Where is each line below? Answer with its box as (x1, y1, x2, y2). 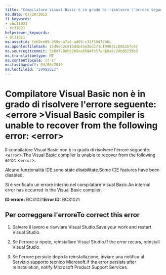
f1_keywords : (5, 16, 32, 21)
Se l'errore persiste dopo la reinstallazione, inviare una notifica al (12, 253, 145, 260)
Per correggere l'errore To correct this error (5, 211, 140, 219)
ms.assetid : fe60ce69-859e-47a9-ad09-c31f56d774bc (5, 40, 112, 45)
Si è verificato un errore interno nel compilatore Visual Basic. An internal (5, 182, 151, 187)
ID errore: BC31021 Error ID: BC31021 (5, 196, 80, 202)
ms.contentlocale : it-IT (5, 58, 56, 63)
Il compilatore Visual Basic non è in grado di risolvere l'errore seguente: (5, 146, 151, 152)
